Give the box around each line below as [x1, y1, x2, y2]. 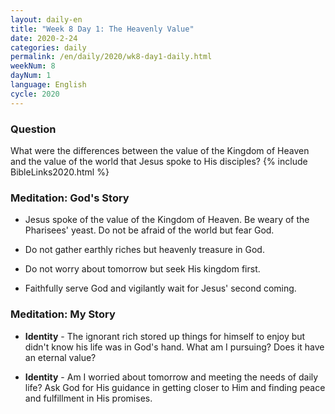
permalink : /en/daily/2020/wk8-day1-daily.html [10, 52, 213, 62]
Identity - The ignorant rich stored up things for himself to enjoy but [24, 330, 306, 342]
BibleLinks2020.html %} [10, 166, 110, 178]
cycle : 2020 [10, 89, 60, 99]
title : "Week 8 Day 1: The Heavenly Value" [10, 24, 195, 34]
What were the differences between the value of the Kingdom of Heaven [10, 144, 310, 156]
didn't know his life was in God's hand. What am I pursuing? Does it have [24, 341, 325, 353]
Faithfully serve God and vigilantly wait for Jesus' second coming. [24, 282, 297, 295]
